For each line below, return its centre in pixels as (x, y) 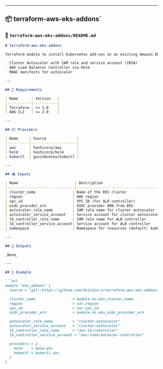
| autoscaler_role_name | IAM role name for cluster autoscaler (80, 210)
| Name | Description (54, 183)
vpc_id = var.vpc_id (54, 308)
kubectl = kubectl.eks (37, 353)
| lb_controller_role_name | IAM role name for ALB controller (76, 219)
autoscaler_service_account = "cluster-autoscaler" (65, 326)
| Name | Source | (42, 139)
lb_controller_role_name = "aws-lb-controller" (64, 330)
